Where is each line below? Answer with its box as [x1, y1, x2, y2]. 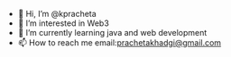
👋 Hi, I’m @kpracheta [17, 9, 97, 19]
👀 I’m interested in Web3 [17, 18, 110, 28]
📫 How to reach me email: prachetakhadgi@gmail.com [17, 37, 222, 48]
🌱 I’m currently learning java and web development [17, 28, 208, 37]
